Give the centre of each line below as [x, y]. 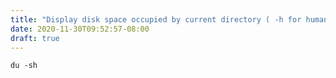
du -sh [24, 66]
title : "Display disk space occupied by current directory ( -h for [156, 19]
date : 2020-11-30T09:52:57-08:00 [80, 29]
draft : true [35, 38]
